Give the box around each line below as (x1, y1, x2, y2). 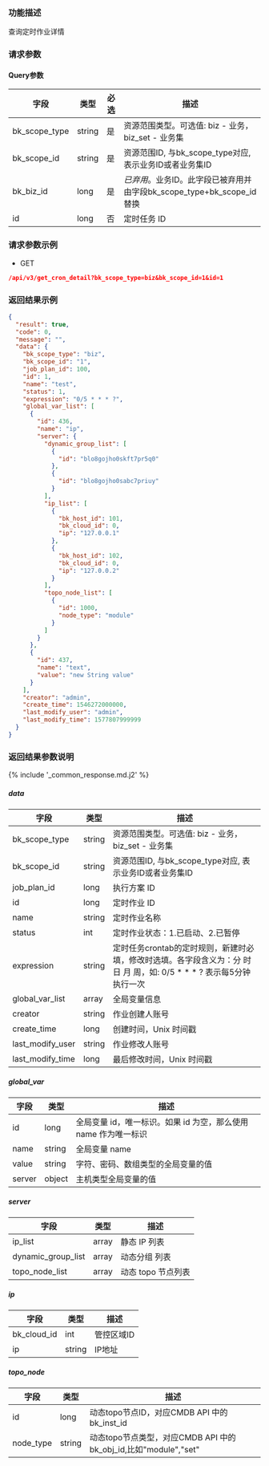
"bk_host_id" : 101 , (58, 514, 124, 522)
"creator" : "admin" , (22, 693, 91, 701)
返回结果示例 (8, 294, 58, 306)
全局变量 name (75, 1143, 132, 1155)
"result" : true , (15, 320, 70, 328)
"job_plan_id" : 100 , (22, 365, 91, 374)
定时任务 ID (123, 213, 167, 225)
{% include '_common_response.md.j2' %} (8, 770, 150, 780)
